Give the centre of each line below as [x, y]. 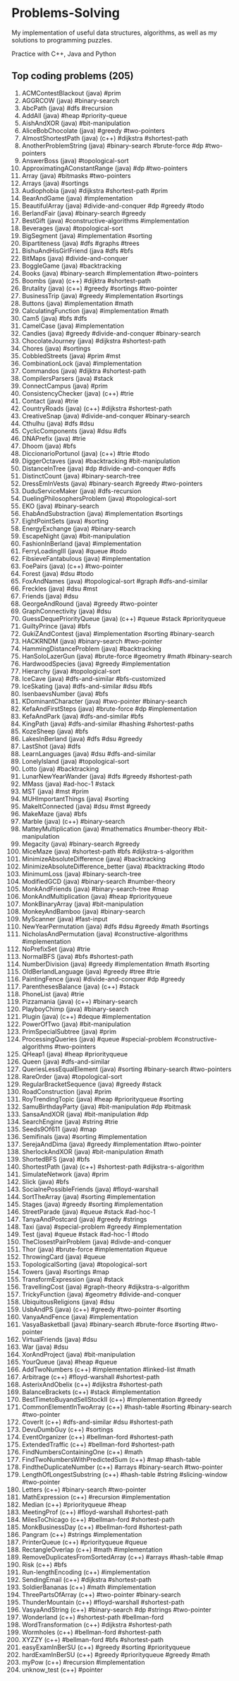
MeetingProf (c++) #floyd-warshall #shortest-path [95, 1512]
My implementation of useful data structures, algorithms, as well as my [114, 33]
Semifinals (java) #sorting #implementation [84, 1136]
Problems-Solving [66, 13]
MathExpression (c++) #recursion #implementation [96, 1497]
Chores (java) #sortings [56, 348]
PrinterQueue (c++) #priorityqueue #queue [84, 1542]
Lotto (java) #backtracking [60, 769]
